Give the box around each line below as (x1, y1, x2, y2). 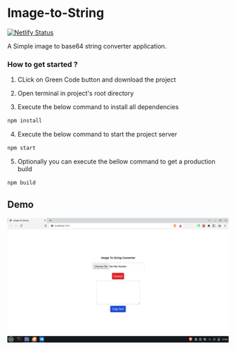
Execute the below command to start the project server (17, 130, 178, 139)
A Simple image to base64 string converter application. (7, 42, 167, 50)
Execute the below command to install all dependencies (17, 103, 179, 111)
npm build (7, 179, 37, 186)
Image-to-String (7, 5, 105, 21)
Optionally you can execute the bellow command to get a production (17, 157, 216, 165)
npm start (7, 144, 37, 152)
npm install (7, 118, 42, 125)
